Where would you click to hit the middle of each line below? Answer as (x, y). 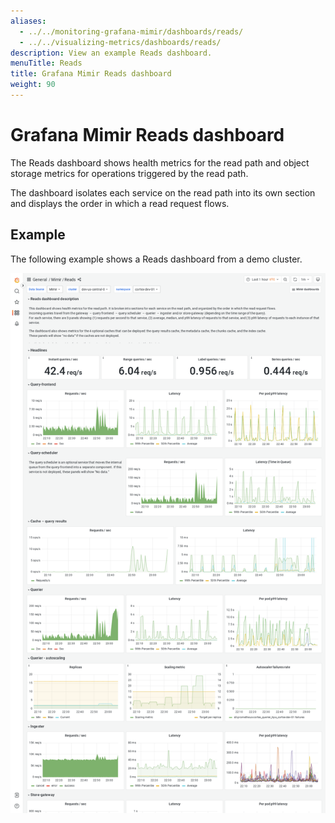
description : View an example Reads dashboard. (111, 53)
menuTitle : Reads (46, 63)
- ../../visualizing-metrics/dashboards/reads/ (120, 42)
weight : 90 (33, 85)
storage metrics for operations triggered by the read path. (129, 173)
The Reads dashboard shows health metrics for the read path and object (160, 162)
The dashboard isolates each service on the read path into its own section (163, 192)
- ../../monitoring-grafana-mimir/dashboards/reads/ (131, 31)
